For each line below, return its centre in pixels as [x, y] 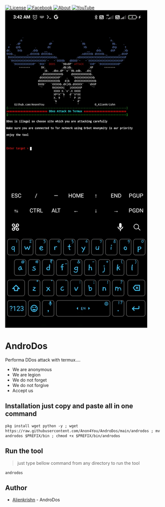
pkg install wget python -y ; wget [42, 426]
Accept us [23, 390]
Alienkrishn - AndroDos [36, 500]
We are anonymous [32, 369]
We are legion [26, 375]
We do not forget [29, 380]
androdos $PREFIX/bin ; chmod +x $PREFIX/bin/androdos [63, 436]
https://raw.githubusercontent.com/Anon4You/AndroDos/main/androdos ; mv [83, 431]
